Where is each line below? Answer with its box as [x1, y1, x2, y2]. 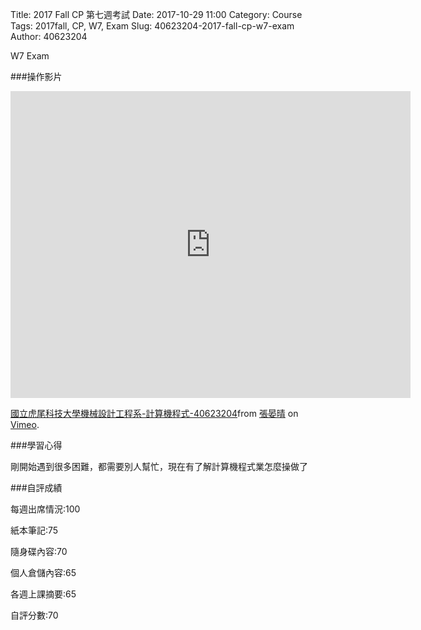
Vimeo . [10, 419, 40, 430]
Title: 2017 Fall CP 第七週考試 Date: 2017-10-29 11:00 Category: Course [10, 9, 303, 20]
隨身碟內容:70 [10, 546, 68, 557]
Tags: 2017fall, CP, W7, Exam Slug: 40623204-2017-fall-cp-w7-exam [10, 20, 295, 32]
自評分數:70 [10, 609, 59, 621]
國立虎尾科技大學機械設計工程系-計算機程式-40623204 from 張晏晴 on [10, 408, 299, 419]
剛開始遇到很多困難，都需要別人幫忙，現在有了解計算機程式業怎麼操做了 [10, 461, 308, 472]
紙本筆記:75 [10, 524, 59, 536]
